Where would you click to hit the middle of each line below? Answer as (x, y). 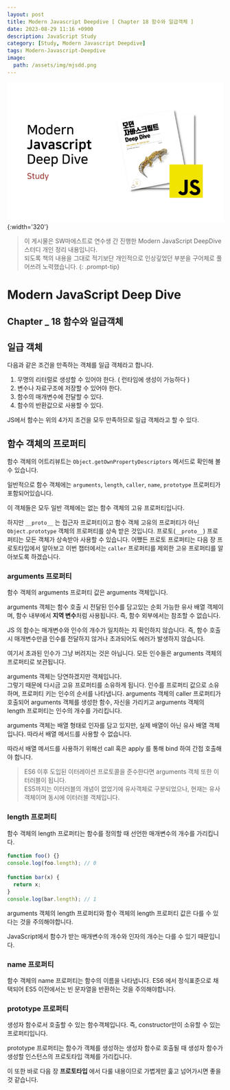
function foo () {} (33, 856)
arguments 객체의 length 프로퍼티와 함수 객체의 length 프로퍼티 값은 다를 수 (109, 913)
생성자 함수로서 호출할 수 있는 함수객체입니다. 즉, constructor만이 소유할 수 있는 (114, 1025)
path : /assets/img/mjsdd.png (55, 65)
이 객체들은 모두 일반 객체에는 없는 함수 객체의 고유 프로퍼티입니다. (96, 508)
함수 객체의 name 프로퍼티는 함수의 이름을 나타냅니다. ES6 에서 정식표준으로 (109, 981)
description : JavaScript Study (52, 36)
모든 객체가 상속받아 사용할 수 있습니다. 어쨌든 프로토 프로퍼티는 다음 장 (120, 540)
